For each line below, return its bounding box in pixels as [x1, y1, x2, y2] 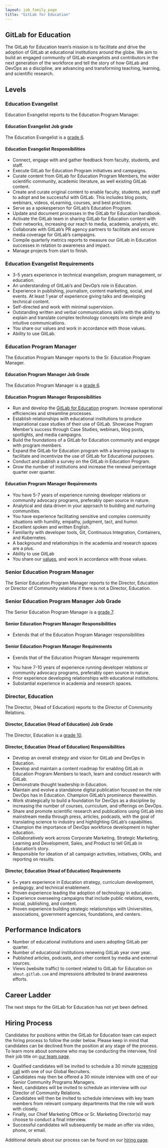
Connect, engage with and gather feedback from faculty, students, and [12, 157, 159, 163]
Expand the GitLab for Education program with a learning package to [12, 448, 154, 454]
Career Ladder [5, 991, 51, 999]
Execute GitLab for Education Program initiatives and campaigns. [12, 168, 147, 174]
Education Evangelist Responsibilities [5, 146, 86, 152]
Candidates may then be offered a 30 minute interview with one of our [12, 1074, 158, 1080]
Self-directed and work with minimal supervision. [12, 303, 114, 309]
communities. [12, 508, 41, 514]
